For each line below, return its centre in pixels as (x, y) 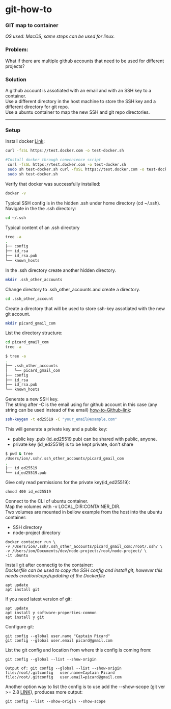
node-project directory (37, 533)
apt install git (22, 590)
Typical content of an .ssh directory (42, 227)
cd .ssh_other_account (29, 299)
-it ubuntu (17, 555)
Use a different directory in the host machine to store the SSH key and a (81, 102)
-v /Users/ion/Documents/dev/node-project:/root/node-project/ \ (76, 551)
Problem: (17, 49)
